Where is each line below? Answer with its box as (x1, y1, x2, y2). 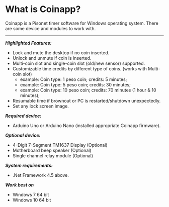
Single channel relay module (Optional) (12, 152, 94, 159)
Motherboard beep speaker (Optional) (12, 147, 92, 153)
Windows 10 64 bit (12, 197, 51, 203)
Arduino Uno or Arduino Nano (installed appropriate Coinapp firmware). (12, 122, 161, 129)
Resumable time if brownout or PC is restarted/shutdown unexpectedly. (12, 97, 161, 103)
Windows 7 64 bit (12, 191, 49, 197)
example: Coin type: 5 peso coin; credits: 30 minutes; (20, 81, 131, 87)
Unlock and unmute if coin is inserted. (12, 55, 92, 61)
